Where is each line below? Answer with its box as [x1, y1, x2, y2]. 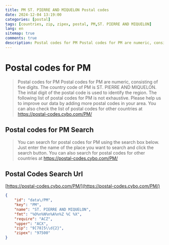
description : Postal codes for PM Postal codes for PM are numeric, [5, 40, 152, 45]
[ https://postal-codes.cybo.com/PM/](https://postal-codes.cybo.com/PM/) [5, 183, 160, 189]
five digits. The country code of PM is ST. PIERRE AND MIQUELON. [17, 84, 157, 90]
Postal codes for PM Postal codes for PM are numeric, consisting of [17, 79, 158, 85]
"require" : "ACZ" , [14, 216, 53, 221]
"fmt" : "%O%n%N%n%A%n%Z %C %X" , [14, 212, 82, 217]
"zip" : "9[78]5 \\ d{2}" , [14, 226, 64, 231]
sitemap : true [5, 31, 35, 36]
